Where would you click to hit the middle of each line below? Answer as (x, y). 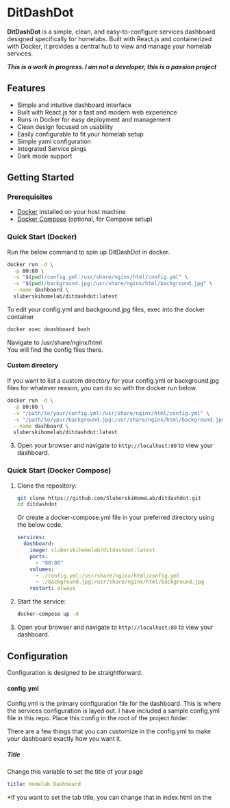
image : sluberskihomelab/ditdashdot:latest (92, 550)
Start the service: (41, 602)
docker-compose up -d (48, 614)
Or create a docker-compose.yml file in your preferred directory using (115, 518)
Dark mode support (44, 156)
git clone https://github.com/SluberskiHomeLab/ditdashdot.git (109, 498)
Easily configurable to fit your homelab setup (80, 134)
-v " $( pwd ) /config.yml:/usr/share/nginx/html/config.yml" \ (101, 277)
